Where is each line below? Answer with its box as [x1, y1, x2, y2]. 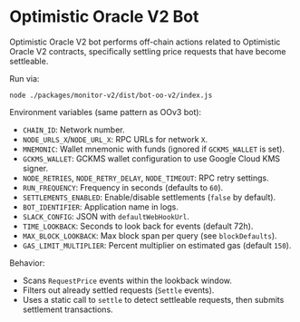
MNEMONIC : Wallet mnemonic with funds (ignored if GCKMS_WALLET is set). [22, 143, 285, 154]
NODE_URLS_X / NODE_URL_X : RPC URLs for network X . [22, 133, 208, 144]
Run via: [9, 73, 40, 83]
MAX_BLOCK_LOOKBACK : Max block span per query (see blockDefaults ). [22, 229, 278, 241]
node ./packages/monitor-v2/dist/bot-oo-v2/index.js [9, 91, 213, 100]
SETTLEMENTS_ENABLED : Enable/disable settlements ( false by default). [22, 191, 276, 202]
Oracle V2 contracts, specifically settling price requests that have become [9, 45, 286, 56]
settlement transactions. [22, 304, 113, 315]
